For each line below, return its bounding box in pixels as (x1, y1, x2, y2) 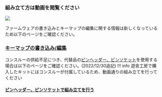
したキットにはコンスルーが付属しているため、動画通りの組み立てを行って (9, 69, 158, 75)
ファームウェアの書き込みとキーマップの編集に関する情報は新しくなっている (5, 25, 158, 31)
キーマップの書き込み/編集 (5, 45, 67, 51)
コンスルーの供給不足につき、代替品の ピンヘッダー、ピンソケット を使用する (5, 57, 158, 63)
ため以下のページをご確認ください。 (5, 32, 78, 37)
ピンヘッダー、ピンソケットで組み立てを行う (5, 87, 95, 93)
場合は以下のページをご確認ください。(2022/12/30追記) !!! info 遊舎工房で (5, 63, 152, 68)
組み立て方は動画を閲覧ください (5, 4, 80, 11)
